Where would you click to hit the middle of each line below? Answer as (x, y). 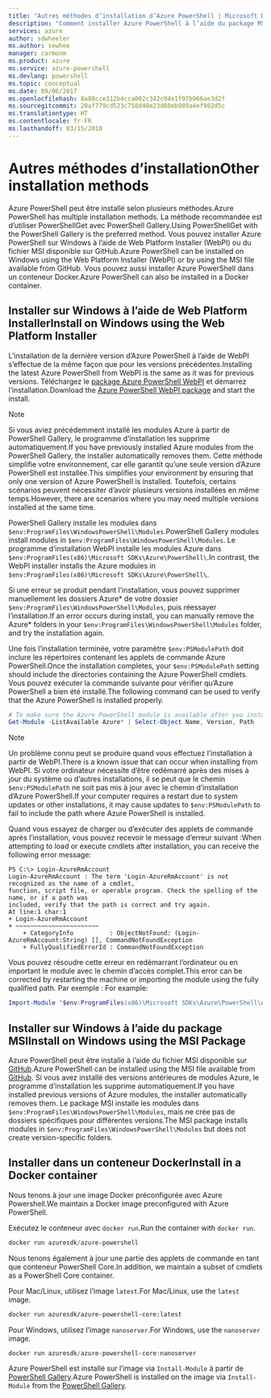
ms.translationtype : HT (48, 114)
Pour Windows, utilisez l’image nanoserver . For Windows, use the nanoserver (134, 1329)
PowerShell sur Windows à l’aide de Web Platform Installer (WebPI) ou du (130, 242)
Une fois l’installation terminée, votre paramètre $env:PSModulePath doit (126, 648)
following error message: (50, 855)
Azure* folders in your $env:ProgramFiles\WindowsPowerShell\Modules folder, (135, 624)
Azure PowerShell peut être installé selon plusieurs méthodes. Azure (121, 208)
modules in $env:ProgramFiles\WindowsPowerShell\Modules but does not (127, 1129)
